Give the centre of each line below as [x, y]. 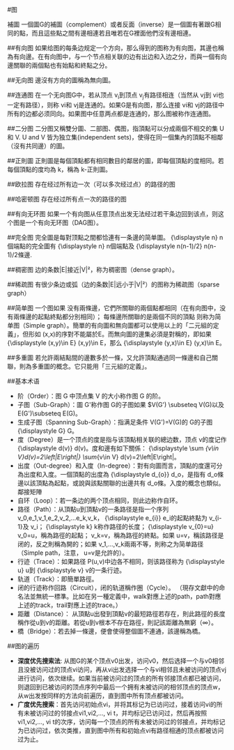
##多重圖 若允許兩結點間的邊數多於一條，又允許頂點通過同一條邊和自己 [110, 358]
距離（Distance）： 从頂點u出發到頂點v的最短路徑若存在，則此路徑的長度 [121, 613]
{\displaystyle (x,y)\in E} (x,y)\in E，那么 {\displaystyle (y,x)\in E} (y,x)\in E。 [116, 342]
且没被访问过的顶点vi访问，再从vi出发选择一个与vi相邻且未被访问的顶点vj [122, 669]
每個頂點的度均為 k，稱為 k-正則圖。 [60, 169]
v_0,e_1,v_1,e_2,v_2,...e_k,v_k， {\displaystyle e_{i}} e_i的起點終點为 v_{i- [119, 518]
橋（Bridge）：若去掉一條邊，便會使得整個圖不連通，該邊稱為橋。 [111, 631]
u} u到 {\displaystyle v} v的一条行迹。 [71, 570]
